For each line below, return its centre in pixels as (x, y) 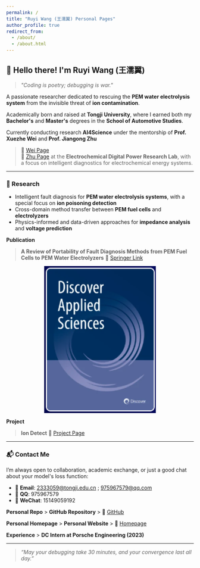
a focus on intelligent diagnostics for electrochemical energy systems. (107, 163)
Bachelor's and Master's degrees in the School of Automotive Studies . (95, 121)
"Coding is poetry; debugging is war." (67, 85)
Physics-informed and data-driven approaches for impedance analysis (102, 222)
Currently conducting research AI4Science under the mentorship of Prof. (96, 132)
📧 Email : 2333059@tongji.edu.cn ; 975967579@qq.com (83, 488)
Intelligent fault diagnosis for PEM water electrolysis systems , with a (100, 197)
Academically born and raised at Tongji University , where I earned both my (99, 114)
